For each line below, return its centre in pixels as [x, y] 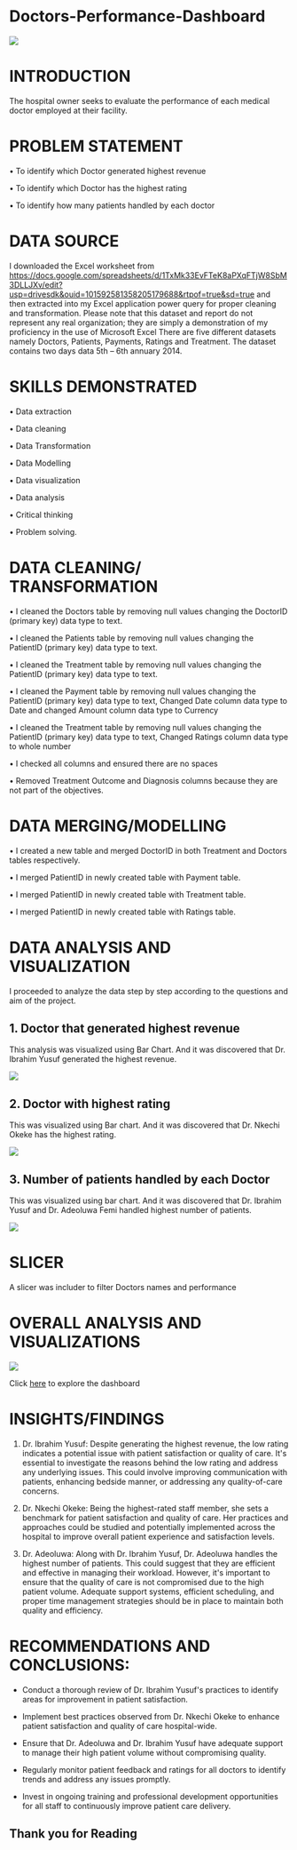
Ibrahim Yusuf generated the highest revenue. [93, 1059]
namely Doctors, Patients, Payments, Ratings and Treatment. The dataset [143, 341]
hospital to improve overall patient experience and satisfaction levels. [148, 1536]
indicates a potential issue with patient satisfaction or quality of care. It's [154, 1453]
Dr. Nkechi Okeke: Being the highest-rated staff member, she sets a [145, 1508]
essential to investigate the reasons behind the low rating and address [150, 1463]
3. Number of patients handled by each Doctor [140, 1179]
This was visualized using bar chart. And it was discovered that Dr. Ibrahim [145, 1200]
